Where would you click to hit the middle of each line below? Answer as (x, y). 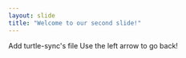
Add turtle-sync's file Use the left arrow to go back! (93, 45)
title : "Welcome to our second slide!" (75, 23)
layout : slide (32, 15)
